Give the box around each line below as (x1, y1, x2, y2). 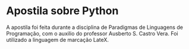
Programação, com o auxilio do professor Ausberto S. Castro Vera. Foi (6, 30, 178, 37)
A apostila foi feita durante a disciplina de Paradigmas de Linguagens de (6, 24, 183, 31)
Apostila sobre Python (6, 4, 119, 18)
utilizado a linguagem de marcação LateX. (6, 36, 109, 43)
